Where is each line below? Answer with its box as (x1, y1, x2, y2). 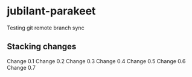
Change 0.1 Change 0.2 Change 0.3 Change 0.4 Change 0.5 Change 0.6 (7, 57, 186, 64)
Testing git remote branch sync (7, 24, 85, 31)
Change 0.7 (7, 64, 36, 71)
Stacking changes (7, 42, 77, 52)
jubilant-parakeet (7, 4, 96, 18)
